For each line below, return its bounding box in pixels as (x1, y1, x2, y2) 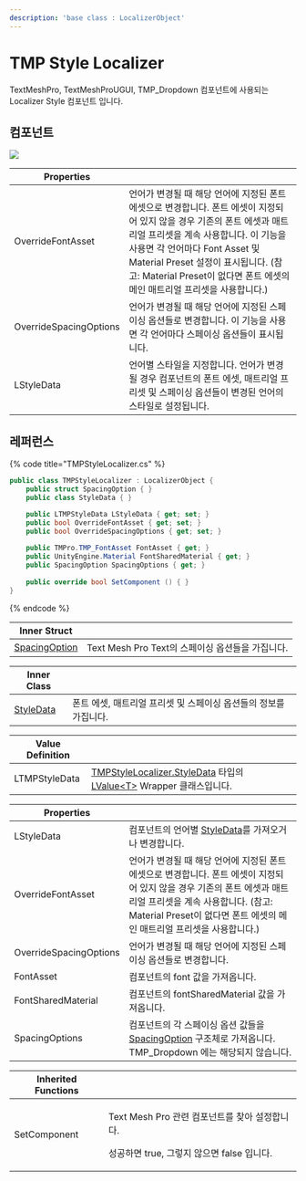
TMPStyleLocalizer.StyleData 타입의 (90, 766, 244, 779)
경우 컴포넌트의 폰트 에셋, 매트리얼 (139, 372, 279, 385)
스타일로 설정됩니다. (128, 400, 209, 413)
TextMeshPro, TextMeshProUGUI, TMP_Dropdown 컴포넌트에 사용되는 (9, 84, 270, 95)
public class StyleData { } (25, 493, 132, 502)
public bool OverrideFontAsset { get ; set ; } (25, 517, 202, 528)
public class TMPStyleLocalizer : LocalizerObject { (9, 476, 214, 486)
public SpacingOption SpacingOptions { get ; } (25, 560, 206, 570)
